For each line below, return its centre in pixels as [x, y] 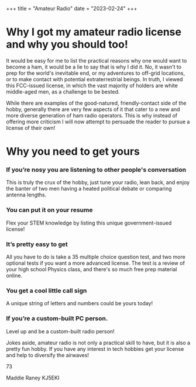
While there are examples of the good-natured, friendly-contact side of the [96, 103]
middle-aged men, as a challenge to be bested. [63, 91]
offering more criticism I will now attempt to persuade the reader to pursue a [98, 122]
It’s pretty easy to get [37, 244]
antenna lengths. [26, 195]
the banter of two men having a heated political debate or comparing [89, 189]
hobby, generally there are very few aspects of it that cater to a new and [93, 109]
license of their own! [31, 127]
